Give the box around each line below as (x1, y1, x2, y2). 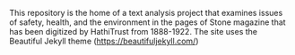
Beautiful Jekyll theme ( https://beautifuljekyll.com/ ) (9, 35, 199, 46)
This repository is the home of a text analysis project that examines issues (9, 8, 283, 18)
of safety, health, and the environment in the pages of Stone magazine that (9, 17, 286, 27)
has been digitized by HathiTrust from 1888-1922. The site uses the (9, 27, 258, 36)
